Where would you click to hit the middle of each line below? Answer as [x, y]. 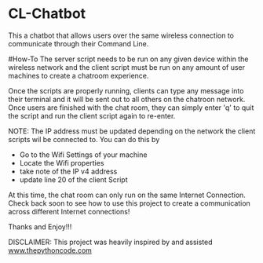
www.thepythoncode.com [50, 250]
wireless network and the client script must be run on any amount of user [127, 67]
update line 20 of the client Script [73, 179]
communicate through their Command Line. [79, 43]
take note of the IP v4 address [68, 171]
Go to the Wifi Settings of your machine [83, 155]
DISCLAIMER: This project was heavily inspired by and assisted [111, 242]
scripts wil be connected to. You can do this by [84, 139]
